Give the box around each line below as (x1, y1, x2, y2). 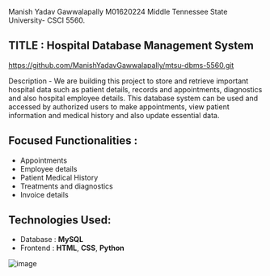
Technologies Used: (8, 214, 112, 227)
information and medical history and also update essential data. (8, 110, 220, 120)
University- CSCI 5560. (8, 15, 86, 25)
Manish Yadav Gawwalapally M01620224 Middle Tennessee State (8, 7, 228, 16)
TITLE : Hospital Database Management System (8, 39, 255, 53)
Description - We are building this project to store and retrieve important (8, 76, 249, 86)
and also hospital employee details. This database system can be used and (8, 93, 259, 103)
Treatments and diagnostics (19, 181, 113, 191)
